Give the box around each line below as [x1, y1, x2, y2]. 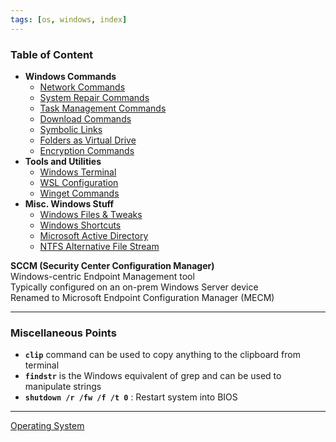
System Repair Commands [39, 91, 150, 103]
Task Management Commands [39, 102, 167, 114]
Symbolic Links [39, 123, 103, 135]
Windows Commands [24, 70, 117, 82]
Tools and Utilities [24, 155, 102, 167]
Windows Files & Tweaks [39, 208, 143, 220]
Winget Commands [39, 187, 120, 199]
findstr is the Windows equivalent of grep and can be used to [24, 370, 282, 382]
